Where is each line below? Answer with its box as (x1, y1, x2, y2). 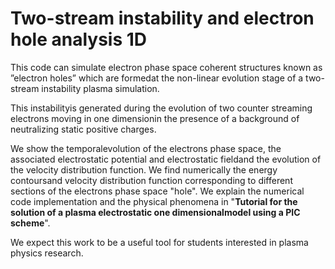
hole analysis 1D (10, 28, 148, 51)
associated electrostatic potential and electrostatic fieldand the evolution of (10, 153, 322, 165)
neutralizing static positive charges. (10, 123, 157, 135)
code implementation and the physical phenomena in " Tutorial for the (10, 195, 298, 207)
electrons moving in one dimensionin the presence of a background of (10, 112, 300, 124)
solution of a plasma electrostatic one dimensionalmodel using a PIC (10, 206, 301, 218)
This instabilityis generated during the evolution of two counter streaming (10, 102, 313, 114)
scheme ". (10, 217, 51, 229)
